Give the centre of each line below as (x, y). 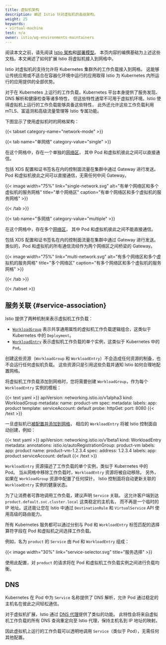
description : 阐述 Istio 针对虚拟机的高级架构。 (51, 14)
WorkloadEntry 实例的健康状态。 (38, 485)
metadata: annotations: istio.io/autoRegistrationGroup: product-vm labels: (80, 445)
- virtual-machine (24, 28)
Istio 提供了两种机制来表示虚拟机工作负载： (49, 318)
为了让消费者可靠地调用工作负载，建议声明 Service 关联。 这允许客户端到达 (82, 495)
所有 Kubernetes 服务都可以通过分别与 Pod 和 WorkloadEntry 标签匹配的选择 (83, 524)
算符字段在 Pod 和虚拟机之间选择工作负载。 (50, 530)
